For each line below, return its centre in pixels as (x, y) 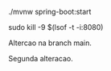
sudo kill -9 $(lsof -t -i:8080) (56, 27)
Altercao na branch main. (50, 43)
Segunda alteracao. (41, 58)
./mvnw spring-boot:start (50, 12)
